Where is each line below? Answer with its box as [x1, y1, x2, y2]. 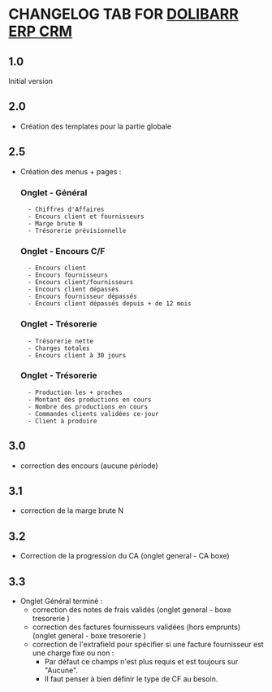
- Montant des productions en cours [28, 396, 152, 404]
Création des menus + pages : [19, 166, 122, 176]
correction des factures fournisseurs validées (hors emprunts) [32, 622, 241, 632]
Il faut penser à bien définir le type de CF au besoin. [44, 674, 218, 684]
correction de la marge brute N [19, 506, 124, 515]
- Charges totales [28, 344, 90, 353]
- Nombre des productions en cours [28, 402, 149, 411]
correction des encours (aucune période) [19, 461, 158, 471]
